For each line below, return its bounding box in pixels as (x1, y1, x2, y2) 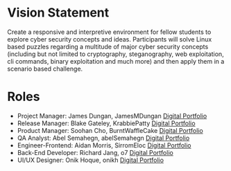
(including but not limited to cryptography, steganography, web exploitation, (7, 50, 224, 58)
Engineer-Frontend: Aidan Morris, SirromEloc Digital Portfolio (17, 141, 191, 150)
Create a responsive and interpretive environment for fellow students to (7, 28, 212, 36)
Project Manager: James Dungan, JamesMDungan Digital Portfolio (17, 111, 207, 120)
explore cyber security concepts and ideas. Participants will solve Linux (7, 35, 212, 43)
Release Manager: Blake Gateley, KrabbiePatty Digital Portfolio (17, 119, 196, 127)
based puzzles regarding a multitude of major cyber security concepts (7, 42, 209, 51)
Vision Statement (7, 5, 110, 21)
